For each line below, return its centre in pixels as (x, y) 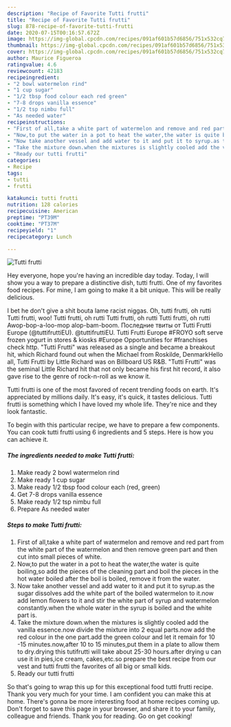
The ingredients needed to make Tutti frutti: (71, 455)
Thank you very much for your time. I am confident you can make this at (109, 694)
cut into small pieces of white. (59, 557)
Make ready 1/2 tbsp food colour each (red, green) (88, 487)
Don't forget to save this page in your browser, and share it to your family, (111, 709)
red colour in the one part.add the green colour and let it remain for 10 (116, 637)
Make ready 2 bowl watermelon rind (68, 473)
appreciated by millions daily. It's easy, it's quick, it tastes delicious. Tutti (110, 397)
